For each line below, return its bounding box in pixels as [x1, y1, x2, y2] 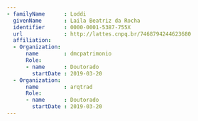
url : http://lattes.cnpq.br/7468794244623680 [13, 30, 192, 38]
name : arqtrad [25, 83, 93, 90]
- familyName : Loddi [6, 10, 87, 18]
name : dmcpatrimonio [25, 51, 112, 58]
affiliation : [13, 37, 52, 44]
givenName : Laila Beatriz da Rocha [13, 17, 141, 24]
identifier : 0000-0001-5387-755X [13, 23, 131, 31]
